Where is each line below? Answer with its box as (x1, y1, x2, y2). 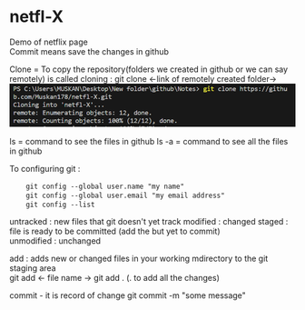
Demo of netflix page (9, 36, 88, 47)
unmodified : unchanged (9, 235, 102, 246)
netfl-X (9, 6, 64, 27)
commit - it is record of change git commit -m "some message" (9, 290, 247, 301)
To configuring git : (9, 164, 81, 175)
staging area (9, 263, 56, 274)
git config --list (25, 200, 95, 210)
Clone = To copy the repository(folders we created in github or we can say (9, 64, 289, 75)
